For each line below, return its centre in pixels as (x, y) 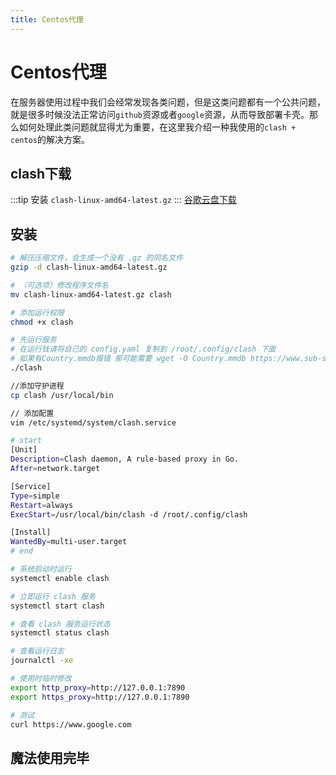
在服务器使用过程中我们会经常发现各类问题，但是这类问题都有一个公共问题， (168, 102)
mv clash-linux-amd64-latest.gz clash (91, 294)
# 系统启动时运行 (41, 569)
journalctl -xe (42, 661)
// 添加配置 (32, 413)
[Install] (31, 532)
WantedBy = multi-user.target (69, 542)
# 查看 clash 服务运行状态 (60, 624)
